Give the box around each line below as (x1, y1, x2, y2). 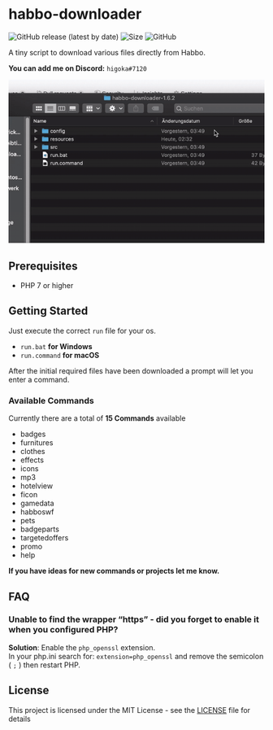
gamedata (19, 498, 54, 509)
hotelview (19, 481, 54, 491)
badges (19, 429, 46, 439)
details (8, 714, 31, 723)
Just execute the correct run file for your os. (8, 326, 157, 335)
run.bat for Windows (19, 341, 93, 351)
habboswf (19, 507, 54, 517)
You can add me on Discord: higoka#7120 (8, 63, 148, 73)
